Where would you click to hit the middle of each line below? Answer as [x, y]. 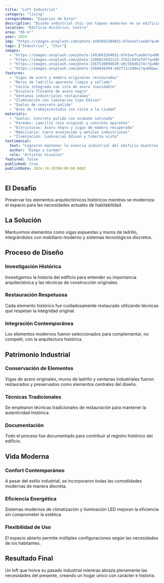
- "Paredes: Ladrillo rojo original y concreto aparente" [70, 123]
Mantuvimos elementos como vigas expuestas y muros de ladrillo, [72, 232]
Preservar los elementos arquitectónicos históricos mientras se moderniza [80, 200]
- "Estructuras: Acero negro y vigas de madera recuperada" [72, 127]
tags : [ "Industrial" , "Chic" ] [36, 46]
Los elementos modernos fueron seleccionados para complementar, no [77, 334]
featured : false [21, 159]
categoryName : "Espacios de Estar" [41, 19]
